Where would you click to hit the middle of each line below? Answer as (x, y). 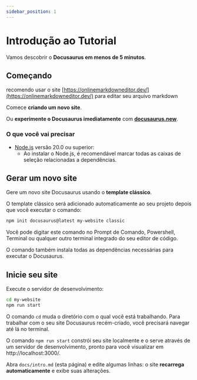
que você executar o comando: (44, 210)
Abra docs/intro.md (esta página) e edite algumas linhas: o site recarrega (95, 364)
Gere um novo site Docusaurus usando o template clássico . (79, 192)
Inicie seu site (32, 275)
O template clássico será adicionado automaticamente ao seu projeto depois (99, 204)
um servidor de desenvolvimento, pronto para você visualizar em (85, 346)
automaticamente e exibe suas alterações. (58, 371)
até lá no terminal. (28, 329)
